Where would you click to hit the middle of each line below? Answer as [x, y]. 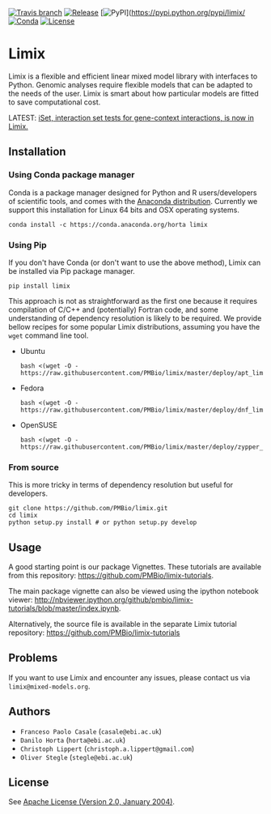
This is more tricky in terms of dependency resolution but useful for [121, 485]
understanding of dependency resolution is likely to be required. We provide [135, 318]
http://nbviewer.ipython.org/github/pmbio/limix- [114, 600]
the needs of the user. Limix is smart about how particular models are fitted [133, 93]
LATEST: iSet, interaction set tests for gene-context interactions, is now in [131, 117]
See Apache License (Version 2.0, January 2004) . [92, 802]
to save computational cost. [55, 102]
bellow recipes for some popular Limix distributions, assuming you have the [134, 326]
